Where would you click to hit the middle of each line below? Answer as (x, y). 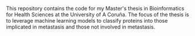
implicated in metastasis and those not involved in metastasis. (81, 27)
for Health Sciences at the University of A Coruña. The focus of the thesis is (97, 15)
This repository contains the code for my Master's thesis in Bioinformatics (95, 8)
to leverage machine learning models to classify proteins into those (87, 21)
